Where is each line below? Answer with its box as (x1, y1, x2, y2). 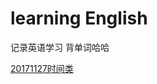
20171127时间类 (10, 62, 74, 74)
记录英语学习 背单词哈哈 (10, 41, 110, 53)
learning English (10, 7, 148, 30)
